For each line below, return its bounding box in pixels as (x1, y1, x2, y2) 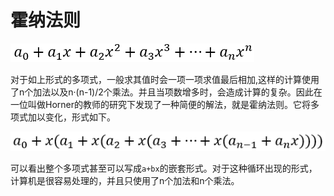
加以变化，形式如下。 (27, 111, 116, 123)
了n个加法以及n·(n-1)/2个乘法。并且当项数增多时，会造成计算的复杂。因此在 (10, 86, 323, 98)
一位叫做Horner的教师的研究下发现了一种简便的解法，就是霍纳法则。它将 (10, 98, 311, 110)
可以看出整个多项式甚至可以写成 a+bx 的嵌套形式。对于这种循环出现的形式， (10, 162, 318, 175)
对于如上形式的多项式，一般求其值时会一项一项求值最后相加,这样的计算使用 (10, 73, 320, 85)
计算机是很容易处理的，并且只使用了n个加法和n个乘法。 (10, 175, 240, 187)
